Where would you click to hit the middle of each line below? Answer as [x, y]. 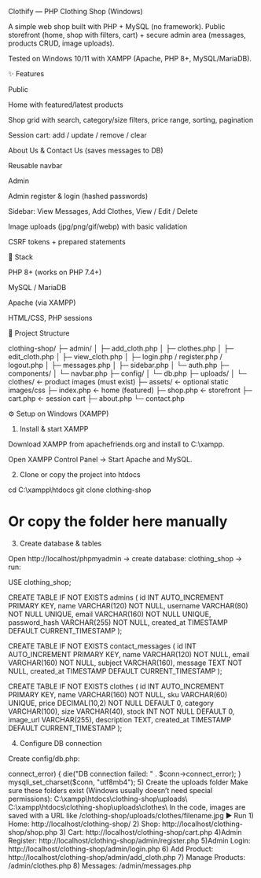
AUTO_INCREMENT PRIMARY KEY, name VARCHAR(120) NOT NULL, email [129, 654]
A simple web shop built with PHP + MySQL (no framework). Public [117, 26]
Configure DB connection [61, 743]
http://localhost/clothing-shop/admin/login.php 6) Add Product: [111, 849]
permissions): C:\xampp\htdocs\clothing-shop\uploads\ [98, 799]
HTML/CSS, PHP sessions [50, 318]
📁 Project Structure [39, 333]
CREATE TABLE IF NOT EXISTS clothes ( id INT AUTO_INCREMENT [116, 686]
